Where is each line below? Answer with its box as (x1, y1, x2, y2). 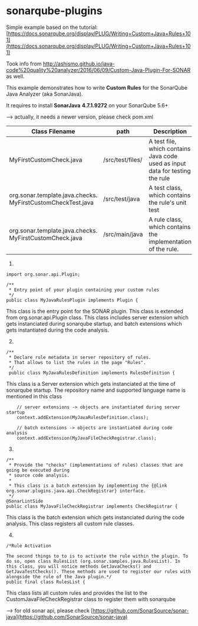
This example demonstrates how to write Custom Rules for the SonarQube (6, 84, 188, 91)
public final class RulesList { (6, 579, 85, 585)
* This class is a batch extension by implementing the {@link (8, 483, 167, 489)
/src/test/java (103, 195, 140, 203)
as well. (6, 73, 25, 80)
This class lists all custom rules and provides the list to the (6, 589, 147, 596)
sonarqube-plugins (6, 4, 103, 18)
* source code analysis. (8, 472, 70, 478)
